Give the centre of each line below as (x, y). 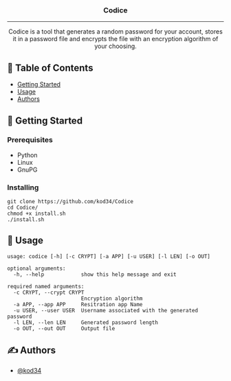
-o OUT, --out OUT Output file (64, 328)
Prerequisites (30, 140)
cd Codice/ (23, 208)
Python (27, 155)
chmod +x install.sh (37, 214)
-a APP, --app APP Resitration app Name (78, 304)
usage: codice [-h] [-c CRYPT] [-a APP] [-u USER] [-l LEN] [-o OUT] (109, 256)
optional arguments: (37, 268)
